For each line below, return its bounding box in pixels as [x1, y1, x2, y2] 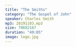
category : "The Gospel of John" [5, 12, 72, 17]
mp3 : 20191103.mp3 [5, 21, 43, 26]
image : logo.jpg [5, 35, 38, 40]
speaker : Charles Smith [5, 16, 54, 21]
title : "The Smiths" [5, 7, 48, 12]
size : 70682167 [5, 25, 37, 30]
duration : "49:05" [5, 30, 43, 35]
